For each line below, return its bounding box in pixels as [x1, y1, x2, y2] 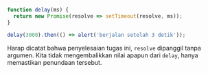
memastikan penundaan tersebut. [7, 58, 102, 66]
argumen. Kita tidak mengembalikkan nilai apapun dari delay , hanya [7, 51, 198, 59]
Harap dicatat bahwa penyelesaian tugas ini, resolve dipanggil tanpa [7, 44, 201, 52]
